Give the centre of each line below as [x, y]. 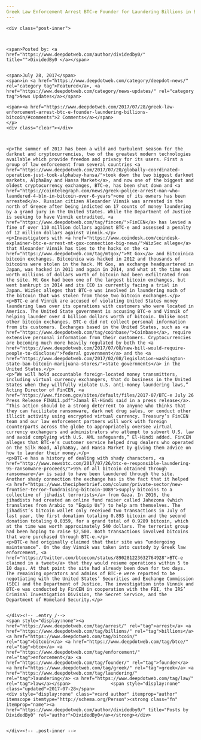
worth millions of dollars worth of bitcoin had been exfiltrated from [97, 274]
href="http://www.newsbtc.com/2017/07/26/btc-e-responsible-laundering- [99, 463]
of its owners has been [156, 196]
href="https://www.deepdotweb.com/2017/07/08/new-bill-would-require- [96, 348]
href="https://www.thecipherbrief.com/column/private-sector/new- [99, 484]
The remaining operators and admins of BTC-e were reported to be [91, 573]
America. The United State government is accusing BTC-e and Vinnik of [97, 311]
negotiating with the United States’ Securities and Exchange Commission [100, 579]
